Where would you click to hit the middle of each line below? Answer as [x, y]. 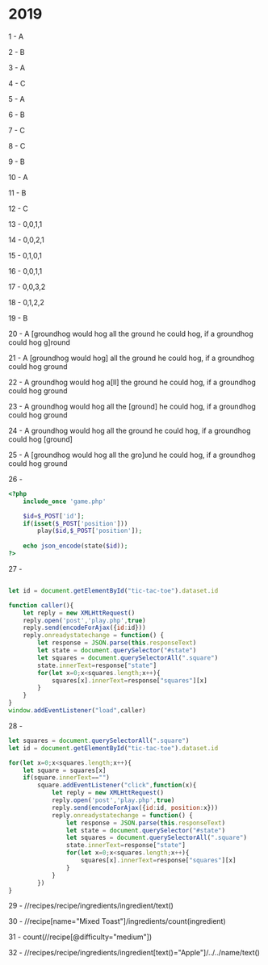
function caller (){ [41, 605]
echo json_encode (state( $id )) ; [75, 546]
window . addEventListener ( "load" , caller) [77, 711]
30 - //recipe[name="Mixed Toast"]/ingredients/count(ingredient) [117, 921]
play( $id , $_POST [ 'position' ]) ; [90, 531]
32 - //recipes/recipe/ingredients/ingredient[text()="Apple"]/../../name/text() [134, 953]
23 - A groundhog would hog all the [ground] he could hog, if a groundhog [132, 406]
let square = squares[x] [65, 770]
